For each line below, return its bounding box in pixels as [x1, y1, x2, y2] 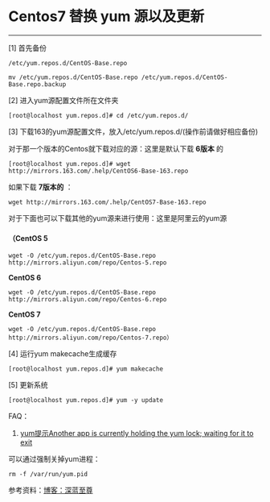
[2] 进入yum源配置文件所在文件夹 [8, 95, 119, 105]
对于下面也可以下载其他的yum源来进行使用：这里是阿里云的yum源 [8, 213, 227, 222]
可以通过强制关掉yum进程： [8, 454, 100, 464]
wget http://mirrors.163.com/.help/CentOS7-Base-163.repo [8, 198, 207, 206]
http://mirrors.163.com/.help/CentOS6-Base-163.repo [8, 167, 189, 175]
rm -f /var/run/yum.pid [8, 471, 88, 479]
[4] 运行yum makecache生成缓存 [8, 349, 117, 359]
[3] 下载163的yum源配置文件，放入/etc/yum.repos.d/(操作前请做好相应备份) [8, 127, 259, 136]
